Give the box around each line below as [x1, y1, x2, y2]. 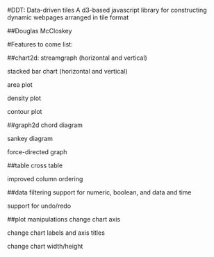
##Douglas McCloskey [7, 27, 72, 35]
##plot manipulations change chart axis [7, 215, 120, 223]
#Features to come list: [7, 40, 73, 48]
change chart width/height [7, 242, 83, 250]
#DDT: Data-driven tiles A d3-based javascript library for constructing [7, 6, 207, 14]
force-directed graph [7, 148, 67, 156]
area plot [7, 81, 33, 89]
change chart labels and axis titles [7, 229, 106, 237]
